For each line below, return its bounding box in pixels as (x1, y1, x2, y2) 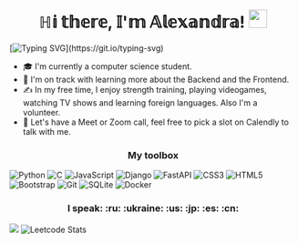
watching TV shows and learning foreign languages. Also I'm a (22, 96, 258, 108)
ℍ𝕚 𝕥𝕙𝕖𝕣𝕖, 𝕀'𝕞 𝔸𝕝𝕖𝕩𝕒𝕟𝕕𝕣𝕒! (39, 12, 246, 33)
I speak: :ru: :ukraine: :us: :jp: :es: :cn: (67, 202, 240, 215)
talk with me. (22, 126, 71, 137)
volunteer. (22, 106, 61, 117)
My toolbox (127, 148, 180, 161)
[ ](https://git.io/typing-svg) (9, 42, 164, 54)
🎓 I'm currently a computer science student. (22, 60, 193, 72)
